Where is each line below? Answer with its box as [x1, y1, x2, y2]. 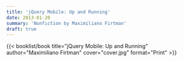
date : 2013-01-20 [6, 15, 51, 21]
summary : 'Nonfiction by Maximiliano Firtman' [6, 20, 127, 26]
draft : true [6, 26, 37, 32]
